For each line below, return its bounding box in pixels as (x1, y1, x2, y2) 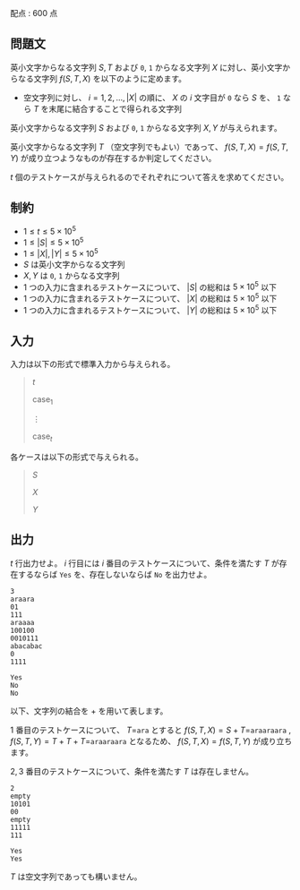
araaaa (10, 618, 35, 627)
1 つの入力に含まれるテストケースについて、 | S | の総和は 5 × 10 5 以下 (22, 280, 277, 293)
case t (31, 431, 53, 443)
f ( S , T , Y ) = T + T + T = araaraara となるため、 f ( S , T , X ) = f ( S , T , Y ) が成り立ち (10, 735, 293, 746)
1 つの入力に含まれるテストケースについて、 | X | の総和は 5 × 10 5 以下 (22, 292, 278, 304)
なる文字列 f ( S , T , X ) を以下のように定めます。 (17, 73, 187, 83)
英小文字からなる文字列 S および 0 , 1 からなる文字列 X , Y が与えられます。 (10, 122, 282, 133)
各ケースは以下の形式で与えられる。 (10, 451, 144, 462)
